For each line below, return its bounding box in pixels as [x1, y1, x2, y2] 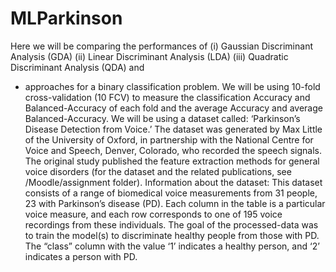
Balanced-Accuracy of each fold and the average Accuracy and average [24, 102, 323, 114]
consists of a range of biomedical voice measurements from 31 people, [24, 187, 318, 199]
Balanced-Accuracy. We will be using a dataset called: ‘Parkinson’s [24, 112, 301, 124]
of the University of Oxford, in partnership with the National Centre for [24, 133, 314, 146]
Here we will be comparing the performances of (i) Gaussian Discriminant [10, 40, 313, 52]
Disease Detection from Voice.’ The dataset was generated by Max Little [24, 123, 323, 135]
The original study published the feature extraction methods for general [24, 155, 320, 167]
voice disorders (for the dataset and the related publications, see [24, 165, 292, 177]
